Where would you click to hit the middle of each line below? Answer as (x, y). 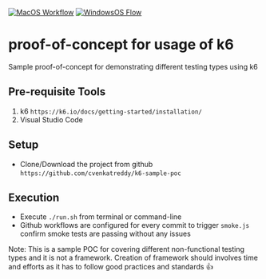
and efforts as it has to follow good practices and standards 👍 (111, 267)
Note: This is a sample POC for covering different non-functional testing (127, 249)
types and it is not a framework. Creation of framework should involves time (133, 258)
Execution (34, 197)
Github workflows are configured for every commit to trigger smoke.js (135, 225)
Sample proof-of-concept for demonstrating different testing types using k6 (133, 66)
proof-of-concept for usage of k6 (121, 45)
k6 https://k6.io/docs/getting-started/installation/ (111, 111)
